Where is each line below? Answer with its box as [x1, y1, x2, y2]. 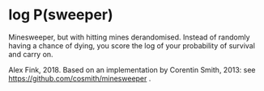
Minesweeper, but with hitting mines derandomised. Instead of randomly [8, 32, 250, 42]
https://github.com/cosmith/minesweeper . [8, 73, 151, 83]
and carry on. [8, 49, 54, 59]
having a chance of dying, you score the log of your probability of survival [8, 40, 255, 50]
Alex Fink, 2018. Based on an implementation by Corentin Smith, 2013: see [8, 64, 256, 74]
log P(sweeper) [8, 6, 113, 24]
